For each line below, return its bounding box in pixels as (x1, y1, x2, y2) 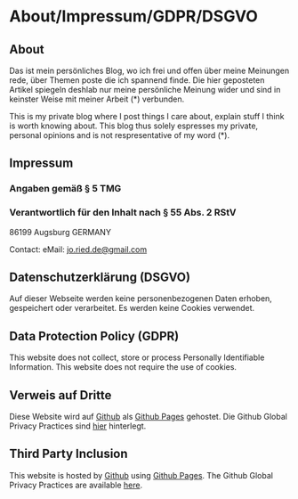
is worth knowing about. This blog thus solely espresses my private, (9, 120, 259, 131)
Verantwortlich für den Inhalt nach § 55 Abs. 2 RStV (9, 207, 238, 219)
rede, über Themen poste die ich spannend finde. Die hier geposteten (9, 75, 265, 86)
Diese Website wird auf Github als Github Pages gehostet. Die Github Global (9, 412, 287, 422)
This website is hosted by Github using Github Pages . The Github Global (9, 470, 274, 480)
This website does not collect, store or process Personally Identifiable (9, 352, 265, 363)
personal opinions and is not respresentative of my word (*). (9, 130, 230, 140)
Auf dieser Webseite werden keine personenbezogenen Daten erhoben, (9, 293, 273, 304)
